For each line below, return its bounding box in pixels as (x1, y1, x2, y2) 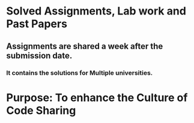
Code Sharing (6, 104, 76, 117)
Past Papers (6, 17, 68, 31)
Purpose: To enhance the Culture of (6, 90, 188, 104)
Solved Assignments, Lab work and (6, 4, 186, 18)
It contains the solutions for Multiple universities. (6, 68, 153, 77)
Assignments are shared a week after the (6, 41, 163, 51)
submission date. (6, 50, 73, 61)
